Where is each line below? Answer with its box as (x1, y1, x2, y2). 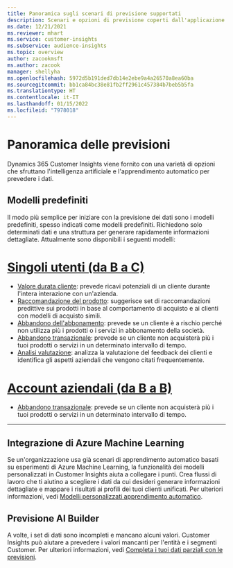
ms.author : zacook (7, 62, 60, 69)
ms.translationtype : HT (7, 87, 76, 94)
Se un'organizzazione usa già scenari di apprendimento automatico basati (7, 456, 219, 464)
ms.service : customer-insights (7, 36, 98, 43)
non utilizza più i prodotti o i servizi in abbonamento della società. (17, 327, 205, 335)
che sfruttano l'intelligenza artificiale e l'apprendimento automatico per (7, 167, 210, 175)
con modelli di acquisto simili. (17, 311, 102, 320)
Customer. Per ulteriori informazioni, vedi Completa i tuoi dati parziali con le (7, 546, 223, 553)
